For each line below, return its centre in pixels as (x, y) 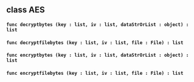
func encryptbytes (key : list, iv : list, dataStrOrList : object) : (98, 55)
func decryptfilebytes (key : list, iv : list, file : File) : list (95, 43)
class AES (26, 10)
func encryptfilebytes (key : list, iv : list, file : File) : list (95, 73)
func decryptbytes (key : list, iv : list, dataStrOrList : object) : (98, 24)
